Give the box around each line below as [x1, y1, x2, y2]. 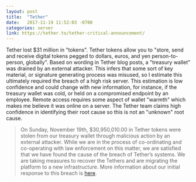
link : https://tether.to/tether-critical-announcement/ [6, 30, 145, 36]
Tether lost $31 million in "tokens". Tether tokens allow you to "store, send [6, 46, 184, 53]
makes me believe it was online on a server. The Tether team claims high [6, 102, 181, 109]
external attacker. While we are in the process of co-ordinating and [20, 139, 183, 146]
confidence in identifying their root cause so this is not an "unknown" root [6, 109, 184, 116]
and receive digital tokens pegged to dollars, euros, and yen [6, 53, 151, 60]
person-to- [152, 53, 178, 60]
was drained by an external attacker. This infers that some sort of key [6, 65, 174, 72]
